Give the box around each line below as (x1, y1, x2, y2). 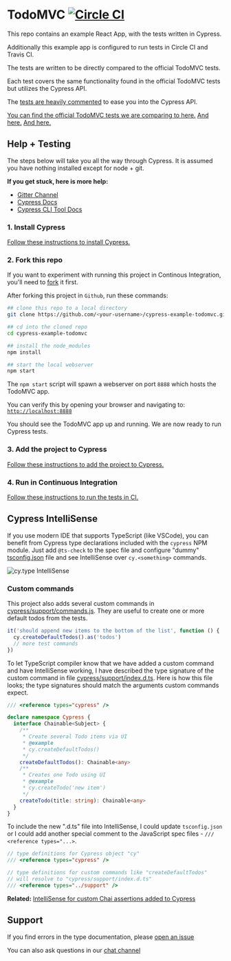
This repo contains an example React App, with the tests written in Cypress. (7, 30, 222, 38)
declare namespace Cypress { (7, 714, 91, 721)
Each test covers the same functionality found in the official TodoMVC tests (7, 76, 221, 85)
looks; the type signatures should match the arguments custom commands (7, 681, 219, 689)
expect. (7, 688, 29, 697)
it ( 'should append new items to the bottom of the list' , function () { (7, 627, 220, 635)
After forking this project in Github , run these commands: (7, 291, 168, 299)
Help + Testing (7, 138, 71, 150)
